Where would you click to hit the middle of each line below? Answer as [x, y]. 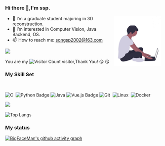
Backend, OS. [26, 35]
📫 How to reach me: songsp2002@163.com [57, 40]
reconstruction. [28, 24]
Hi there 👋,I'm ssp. [28, 8]
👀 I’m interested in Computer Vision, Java [54, 29]
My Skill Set [20, 75]
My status [18, 127]
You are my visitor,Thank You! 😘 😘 [57, 62]
